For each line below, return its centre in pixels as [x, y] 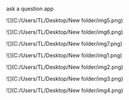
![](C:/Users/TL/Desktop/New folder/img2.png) [65, 67]
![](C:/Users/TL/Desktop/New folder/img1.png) [64, 55]
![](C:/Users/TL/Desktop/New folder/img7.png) [64, 44]
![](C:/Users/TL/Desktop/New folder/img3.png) [65, 79]
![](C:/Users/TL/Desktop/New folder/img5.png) [64, 20]
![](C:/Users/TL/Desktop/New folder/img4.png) [65, 90]
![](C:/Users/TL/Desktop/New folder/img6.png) [65, 32]
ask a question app [30, 9]
